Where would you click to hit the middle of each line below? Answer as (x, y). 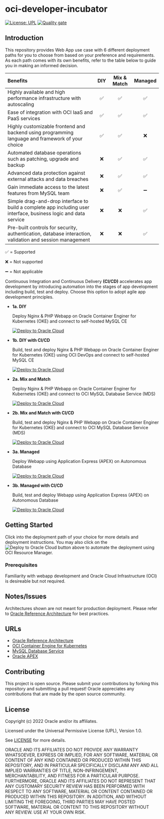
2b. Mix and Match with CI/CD (43, 412)
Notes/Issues (26, 597)
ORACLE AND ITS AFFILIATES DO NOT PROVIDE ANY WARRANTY (72, 750)
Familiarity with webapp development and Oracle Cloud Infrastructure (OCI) (81, 576)
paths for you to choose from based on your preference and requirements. (80, 55)
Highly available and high (36, 92)
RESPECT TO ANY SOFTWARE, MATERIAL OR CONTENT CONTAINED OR (79, 792)
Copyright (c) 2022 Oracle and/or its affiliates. (51, 721)
